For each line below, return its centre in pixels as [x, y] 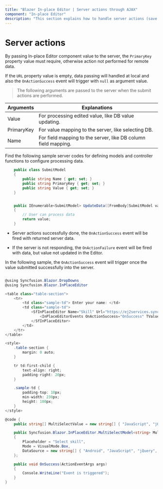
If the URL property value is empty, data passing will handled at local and [77, 76]
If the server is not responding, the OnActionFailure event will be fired [82, 247]
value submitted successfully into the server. [50, 267]
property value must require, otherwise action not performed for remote [77, 61]
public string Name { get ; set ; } [57, 179]
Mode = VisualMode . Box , [46, 446]
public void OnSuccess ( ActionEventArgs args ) [61, 464]
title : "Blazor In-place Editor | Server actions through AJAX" [71, 9]
